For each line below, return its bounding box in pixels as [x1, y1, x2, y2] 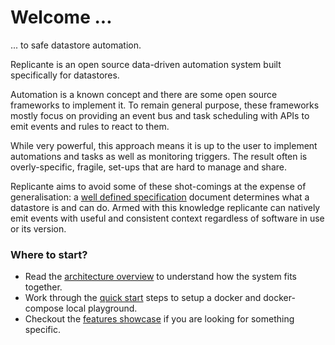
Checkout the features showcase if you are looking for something [24, 313, 295, 325]
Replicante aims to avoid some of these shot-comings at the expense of [10, 180, 307, 192]
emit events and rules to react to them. [10, 120, 170, 132]
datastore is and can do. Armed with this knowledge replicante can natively [10, 201, 321, 213]
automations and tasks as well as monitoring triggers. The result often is [10, 150, 308, 162]
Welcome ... [10, 6, 113, 29]
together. [24, 281, 63, 293]
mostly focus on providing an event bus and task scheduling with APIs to [10, 109, 310, 121]
